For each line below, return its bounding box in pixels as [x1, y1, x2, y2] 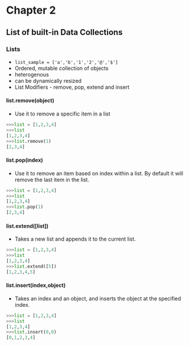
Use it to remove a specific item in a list [14, 110, 110, 117]
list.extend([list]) [6, 222, 49, 229]
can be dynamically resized [14, 77, 82, 84]
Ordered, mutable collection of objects [14, 65, 109, 72]
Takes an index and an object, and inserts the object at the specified [14, 294, 181, 302]
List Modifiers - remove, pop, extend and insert [14, 84, 130, 91]
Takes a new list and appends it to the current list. [14, 235, 136, 243]
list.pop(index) [6, 156, 43, 164]
